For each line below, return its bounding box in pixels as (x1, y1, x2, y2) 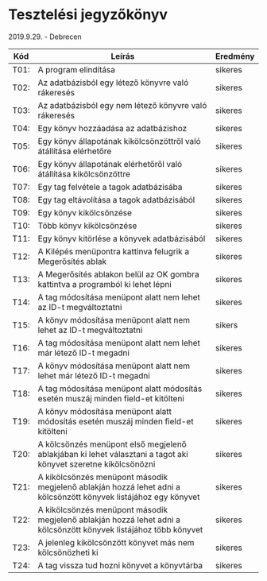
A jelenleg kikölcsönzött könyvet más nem (37, 536, 195, 548)
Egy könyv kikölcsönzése (37, 207, 133, 218)
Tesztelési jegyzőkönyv (8, 6, 168, 24)
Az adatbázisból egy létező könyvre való (37, 77, 189, 88)
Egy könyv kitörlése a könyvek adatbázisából (37, 233, 206, 244)
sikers (215, 320, 238, 331)
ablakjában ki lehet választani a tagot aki (37, 448, 188, 459)
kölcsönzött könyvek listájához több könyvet (37, 524, 203, 535)
